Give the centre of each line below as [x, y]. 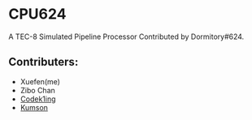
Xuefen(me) [40, 81]
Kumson [34, 107]
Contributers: [43, 62]
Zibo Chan [37, 90]
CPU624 [37, 14]
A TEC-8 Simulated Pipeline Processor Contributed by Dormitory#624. [126, 36]
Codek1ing [38, 99]
